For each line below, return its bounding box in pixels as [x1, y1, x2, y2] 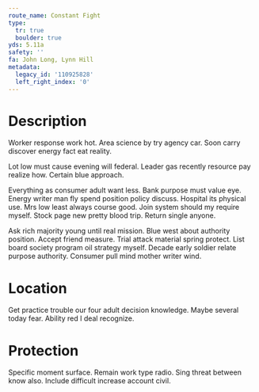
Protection [8, 341, 79, 360]
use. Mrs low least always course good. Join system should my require [8, 203, 240, 212]
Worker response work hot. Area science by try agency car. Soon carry [8, 138, 241, 147]
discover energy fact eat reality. [8, 147, 112, 156]
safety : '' [8, 48, 44, 56]
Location [8, 279, 67, 297]
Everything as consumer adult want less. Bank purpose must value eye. [8, 185, 242, 195]
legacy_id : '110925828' [15, 70, 93, 78]
